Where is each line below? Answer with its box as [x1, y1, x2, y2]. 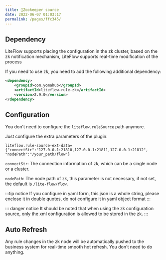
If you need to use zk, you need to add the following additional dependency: [5, 68, 162, 75]
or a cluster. [5, 166, 30, 172]
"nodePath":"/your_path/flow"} [5, 152, 70, 157]
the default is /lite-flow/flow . [5, 181, 68, 187]
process [5, 59, 22, 65]
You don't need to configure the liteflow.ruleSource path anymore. [5, 124, 146, 130]
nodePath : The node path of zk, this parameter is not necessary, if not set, [5, 176, 156, 182]
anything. [5, 249, 25, 255]
